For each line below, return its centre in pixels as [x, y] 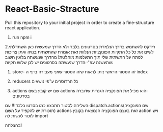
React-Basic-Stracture [52, 9]
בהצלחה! [14, 125]
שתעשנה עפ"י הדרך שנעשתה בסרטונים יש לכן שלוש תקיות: [59, 62]
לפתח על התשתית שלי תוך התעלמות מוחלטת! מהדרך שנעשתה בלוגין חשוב [74, 57]
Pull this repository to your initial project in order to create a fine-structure [80, 22]
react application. [23, 27]
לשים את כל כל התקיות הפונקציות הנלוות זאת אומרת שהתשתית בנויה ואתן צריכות [79, 52]
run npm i [22, 37]
